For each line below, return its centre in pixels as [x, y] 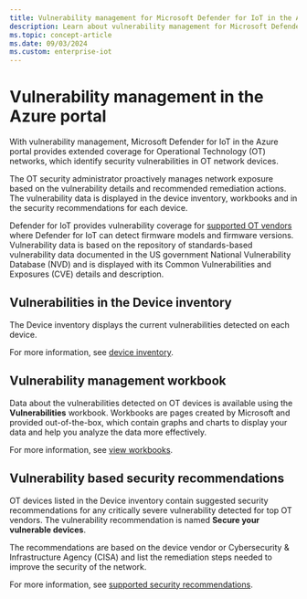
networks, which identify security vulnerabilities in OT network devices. [144, 162]
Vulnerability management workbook [118, 381]
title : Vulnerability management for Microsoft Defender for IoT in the [151, 18]
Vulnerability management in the [137, 97]
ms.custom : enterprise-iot [61, 52]
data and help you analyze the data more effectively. [108, 432]
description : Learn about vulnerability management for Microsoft [138, 26]
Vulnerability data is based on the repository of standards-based [131, 245]
